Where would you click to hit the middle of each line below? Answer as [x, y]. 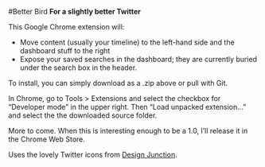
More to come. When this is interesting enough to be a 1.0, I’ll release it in [128, 131]
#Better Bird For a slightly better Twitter [75, 12]
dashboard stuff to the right [65, 50]
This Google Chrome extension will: [66, 27]
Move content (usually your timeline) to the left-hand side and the [127, 42]
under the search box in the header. [78, 68]
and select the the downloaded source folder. [83, 115]
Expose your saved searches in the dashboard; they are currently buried [138, 59]
